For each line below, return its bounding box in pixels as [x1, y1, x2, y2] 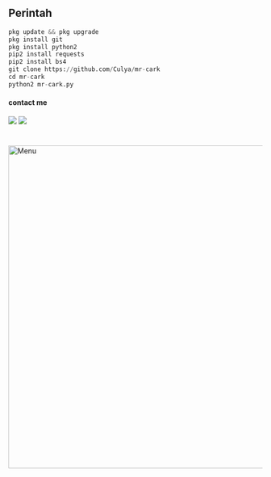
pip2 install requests [8, 50, 85, 59]
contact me [8, 98, 48, 107]
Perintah [8, 6, 52, 20]
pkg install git [8, 36, 63, 44]
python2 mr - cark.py [8, 80, 74, 88]
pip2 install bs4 [8, 58, 67, 66]
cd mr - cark [8, 73, 45, 82]
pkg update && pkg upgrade [8, 27, 99, 36]
